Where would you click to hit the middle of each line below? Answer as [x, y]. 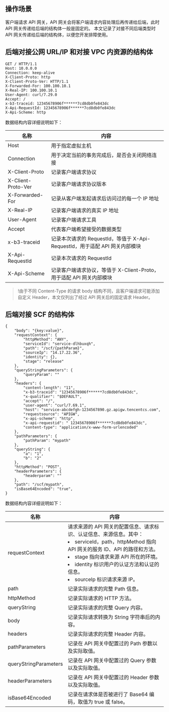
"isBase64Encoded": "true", [44, 489]
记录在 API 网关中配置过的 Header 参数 [113, 677]
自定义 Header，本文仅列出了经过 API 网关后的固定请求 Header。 [85, 297]
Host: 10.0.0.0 [21, 68]
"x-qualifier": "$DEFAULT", [53, 397]
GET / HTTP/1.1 [21, 64]
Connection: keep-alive [30, 73]
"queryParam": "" [41, 375]
